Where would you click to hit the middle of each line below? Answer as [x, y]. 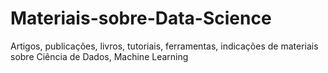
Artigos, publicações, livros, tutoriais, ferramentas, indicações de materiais [164, 46]
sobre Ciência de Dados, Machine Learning [99, 56]
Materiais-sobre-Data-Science [141, 18]
